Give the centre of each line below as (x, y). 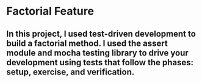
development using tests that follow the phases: (100, 62)
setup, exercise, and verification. (70, 72)
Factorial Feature (50, 11)
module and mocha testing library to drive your (98, 53)
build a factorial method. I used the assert (87, 43)
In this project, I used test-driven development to (101, 34)
